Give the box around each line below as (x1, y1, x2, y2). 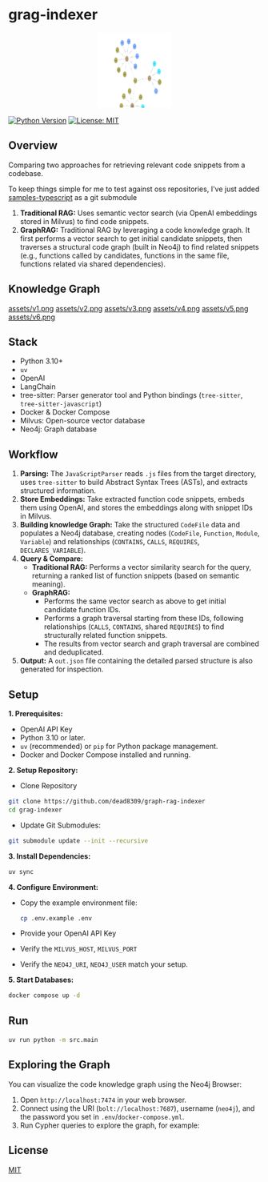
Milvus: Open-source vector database (19, 416, 146, 426)
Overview (8, 138, 58, 153)
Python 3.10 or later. (19, 733, 86, 742)
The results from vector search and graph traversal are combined (43, 639, 260, 649)
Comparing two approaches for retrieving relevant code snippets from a (8, 160, 246, 170)
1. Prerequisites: (8, 709, 63, 718)
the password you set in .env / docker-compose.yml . (19, 1112, 185, 1121)
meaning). (31, 579, 66, 589)
